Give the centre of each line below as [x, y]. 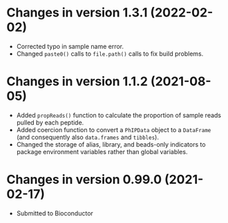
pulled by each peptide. [50, 123]
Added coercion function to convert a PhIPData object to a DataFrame [114, 129]
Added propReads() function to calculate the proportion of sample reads [119, 115]
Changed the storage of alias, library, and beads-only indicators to [111, 144]
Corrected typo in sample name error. [70, 46]
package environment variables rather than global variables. [102, 151]
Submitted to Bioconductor [55, 213]
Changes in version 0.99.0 [84, 180]
